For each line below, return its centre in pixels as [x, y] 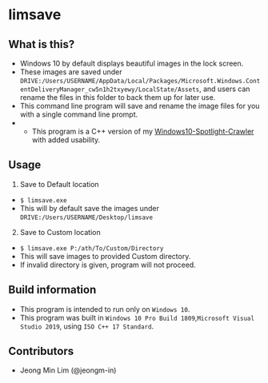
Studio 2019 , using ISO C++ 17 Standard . [87, 326]
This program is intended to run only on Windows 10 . [105, 309]
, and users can [224, 89]
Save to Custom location [60, 232]
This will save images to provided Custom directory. [105, 256]
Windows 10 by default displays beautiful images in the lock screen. [132, 63]
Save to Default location [59, 184]
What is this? [42, 44]
